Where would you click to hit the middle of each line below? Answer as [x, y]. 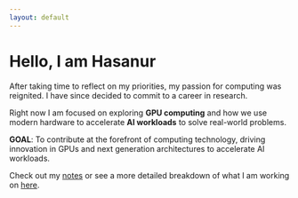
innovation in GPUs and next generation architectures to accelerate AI [137, 148]
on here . [24, 185]
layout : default [39, 17]
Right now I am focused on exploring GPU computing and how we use [138, 113]
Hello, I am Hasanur [83, 61]
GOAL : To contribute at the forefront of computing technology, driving [137, 139]
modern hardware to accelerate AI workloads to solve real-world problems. [148, 122]
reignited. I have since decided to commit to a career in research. [129, 95]
